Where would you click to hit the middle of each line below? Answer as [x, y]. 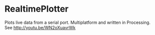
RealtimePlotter [37, 9]
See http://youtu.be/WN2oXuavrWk [40, 27]
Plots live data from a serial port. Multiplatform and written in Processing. [77, 22]
